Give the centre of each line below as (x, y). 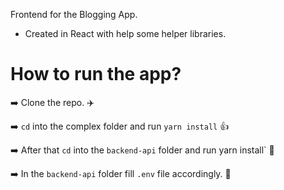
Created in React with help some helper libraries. (125, 33)
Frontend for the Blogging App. (74, 14)
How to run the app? (96, 74)
